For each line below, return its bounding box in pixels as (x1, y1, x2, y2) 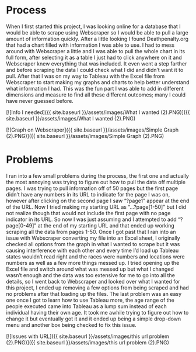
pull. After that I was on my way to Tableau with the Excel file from (6, 73, 165, 80)
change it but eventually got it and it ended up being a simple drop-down (6, 315, 181, 322)
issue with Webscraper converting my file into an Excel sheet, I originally (6, 234, 180, 241)
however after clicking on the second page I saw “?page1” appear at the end (6, 197, 190, 204)
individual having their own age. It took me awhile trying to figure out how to (6, 309, 189, 316)
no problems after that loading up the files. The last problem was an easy (6, 290, 182, 297)
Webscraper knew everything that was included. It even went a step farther (6, 60, 187, 67)
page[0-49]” (6, 222, 37, 229)
